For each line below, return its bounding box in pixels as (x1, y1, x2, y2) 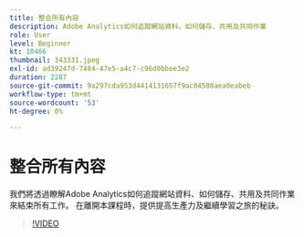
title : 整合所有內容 (9, 13, 79, 23)
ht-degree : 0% (9, 107, 64, 116)
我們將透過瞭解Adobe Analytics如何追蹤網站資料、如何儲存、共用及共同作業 (9, 189, 295, 200)
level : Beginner (9, 38, 71, 48)
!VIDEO (31, 218, 59, 229)
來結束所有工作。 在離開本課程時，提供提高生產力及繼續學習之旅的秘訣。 (9, 200, 284, 211)
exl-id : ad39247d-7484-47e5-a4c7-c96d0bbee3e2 (9, 65, 190, 74)
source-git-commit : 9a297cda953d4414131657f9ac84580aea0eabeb (9, 81, 251, 90)
